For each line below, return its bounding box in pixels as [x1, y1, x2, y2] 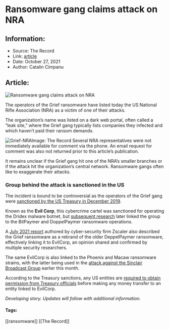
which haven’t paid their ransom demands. [5, 127, 94, 133]
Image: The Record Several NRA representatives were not [31, 137, 152, 144]
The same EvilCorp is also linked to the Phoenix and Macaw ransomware [5, 254, 156, 261]
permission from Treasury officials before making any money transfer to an [5, 280, 161, 287]
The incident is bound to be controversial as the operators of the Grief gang [5, 193, 162, 199]
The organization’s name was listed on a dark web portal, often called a [5, 117, 153, 123]
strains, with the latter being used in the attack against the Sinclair [5, 260, 143, 266]
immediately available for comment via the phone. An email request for [5, 143, 152, 149]
